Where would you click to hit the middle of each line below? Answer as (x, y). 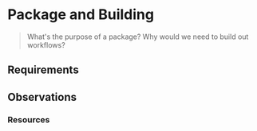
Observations (42, 97)
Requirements (43, 70)
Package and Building (81, 15)
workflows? (46, 44)
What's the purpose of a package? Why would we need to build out (138, 37)
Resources (29, 119)
